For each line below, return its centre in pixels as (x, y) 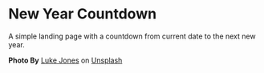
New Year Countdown (83, 14)
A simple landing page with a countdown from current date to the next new (132, 36)
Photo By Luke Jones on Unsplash (65, 60)
